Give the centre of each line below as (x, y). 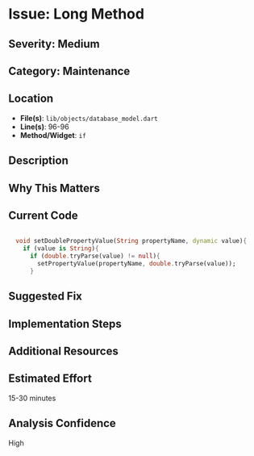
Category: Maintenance (69, 71)
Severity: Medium (54, 44)
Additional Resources (63, 351)
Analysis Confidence (62, 423)
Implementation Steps (65, 324)
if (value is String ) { (61, 249)
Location (31, 99)
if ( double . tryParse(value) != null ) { (95, 256)
